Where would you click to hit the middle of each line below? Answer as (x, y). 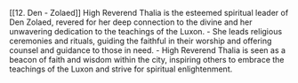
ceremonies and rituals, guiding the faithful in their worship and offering (141, 41)
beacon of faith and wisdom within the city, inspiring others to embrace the (147, 60)
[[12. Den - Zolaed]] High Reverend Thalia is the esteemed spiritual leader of (149, 13)
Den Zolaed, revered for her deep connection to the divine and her (131, 22)
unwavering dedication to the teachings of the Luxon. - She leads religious (146, 31)
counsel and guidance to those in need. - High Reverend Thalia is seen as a (148, 50)
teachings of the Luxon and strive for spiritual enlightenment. (121, 69)
